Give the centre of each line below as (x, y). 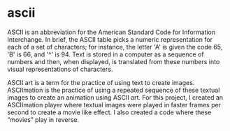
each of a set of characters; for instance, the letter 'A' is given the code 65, (115, 47)
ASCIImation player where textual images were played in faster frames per (114, 105)
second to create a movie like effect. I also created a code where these (109, 112)
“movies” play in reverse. (43, 119)
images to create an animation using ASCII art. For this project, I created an (115, 97)
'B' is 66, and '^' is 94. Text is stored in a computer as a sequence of (106, 54)
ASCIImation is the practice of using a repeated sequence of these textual (114, 90)
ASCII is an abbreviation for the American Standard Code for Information (112, 32)
